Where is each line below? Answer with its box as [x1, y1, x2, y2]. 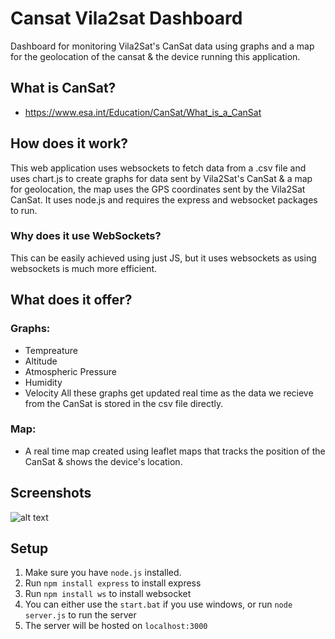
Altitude [24, 355, 58, 367]
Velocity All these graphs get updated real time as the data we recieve [24, 387, 314, 399]
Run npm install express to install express [24, 577, 202, 589]
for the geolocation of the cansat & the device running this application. [10, 50, 301, 62]
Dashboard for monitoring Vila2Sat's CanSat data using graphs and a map [10, 40, 315, 52]
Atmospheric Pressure [24, 365, 117, 377]
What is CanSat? [10, 80, 117, 97]
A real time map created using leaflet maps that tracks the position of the [24, 445, 326, 457]
